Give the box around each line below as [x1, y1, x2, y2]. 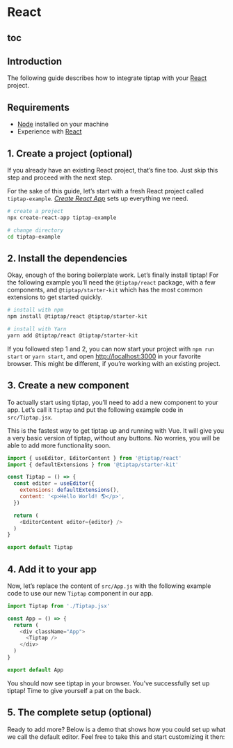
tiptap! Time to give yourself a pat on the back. [7, 686, 141, 694]
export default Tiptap [7, 544, 73, 551]
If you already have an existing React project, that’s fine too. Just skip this [7, 166, 218, 175]
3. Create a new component [7, 380, 130, 392]
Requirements [7, 102, 70, 113]
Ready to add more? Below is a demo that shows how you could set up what [7, 725, 226, 733]
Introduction [7, 55, 63, 67]
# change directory [7, 227, 64, 234]
